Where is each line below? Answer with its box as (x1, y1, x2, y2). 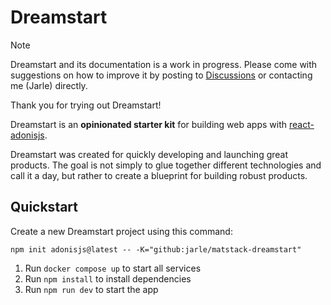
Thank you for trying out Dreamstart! (10, 99, 162, 111)
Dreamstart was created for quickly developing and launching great (10, 148, 289, 160)
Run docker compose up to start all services (24, 262, 202, 274)
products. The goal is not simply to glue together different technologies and (10, 159, 322, 171)
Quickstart (10, 199, 79, 216)
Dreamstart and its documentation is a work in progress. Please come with (10, 58, 318, 70)
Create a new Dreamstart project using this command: (10, 225, 233, 237)
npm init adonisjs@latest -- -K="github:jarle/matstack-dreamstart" (10, 244, 302, 255)
